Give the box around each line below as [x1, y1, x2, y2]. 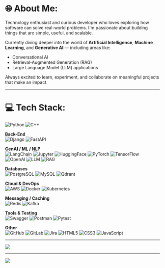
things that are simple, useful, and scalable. [5, 30, 93, 36]
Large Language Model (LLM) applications [12, 64, 98, 70]
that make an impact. [5, 79, 48, 85]
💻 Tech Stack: [5, 102, 66, 113]
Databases [5, 165, 28, 172]
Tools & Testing [5, 210, 38, 216]
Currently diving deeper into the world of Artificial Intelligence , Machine [5, 39, 153, 45]
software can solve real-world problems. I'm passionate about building [5, 25, 148, 30]
